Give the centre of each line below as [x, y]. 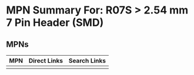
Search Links [87, 61]
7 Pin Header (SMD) [55, 23]
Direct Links [46, 61]
